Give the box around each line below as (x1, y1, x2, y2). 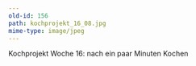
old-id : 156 (8, 11, 48, 20)
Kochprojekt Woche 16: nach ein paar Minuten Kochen (8, 49, 189, 59)
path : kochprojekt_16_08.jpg (8, 19, 106, 27)
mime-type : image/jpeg (8, 27, 85, 35)
